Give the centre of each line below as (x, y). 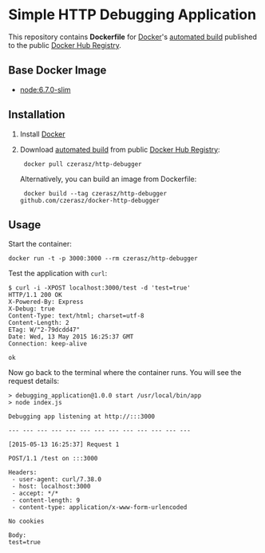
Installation (37, 115)
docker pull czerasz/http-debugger (83, 164)
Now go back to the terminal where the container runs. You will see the (125, 373)
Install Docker (42, 134)
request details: (34, 381)
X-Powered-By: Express (46, 302)
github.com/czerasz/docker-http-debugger (89, 200)
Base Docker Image (57, 71)
